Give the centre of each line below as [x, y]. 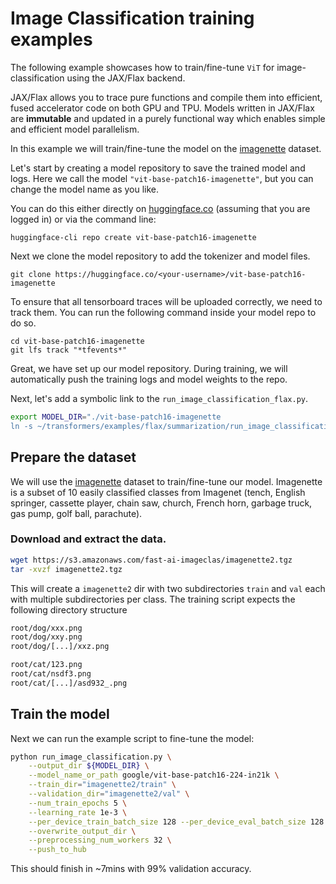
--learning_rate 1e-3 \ [78, 812]
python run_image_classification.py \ [91, 757]
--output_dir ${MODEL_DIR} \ [89, 766]
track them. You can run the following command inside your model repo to [163, 312]
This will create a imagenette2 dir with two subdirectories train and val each [168, 588]
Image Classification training [132, 18]
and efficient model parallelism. [75, 129]
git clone [31, 274]
